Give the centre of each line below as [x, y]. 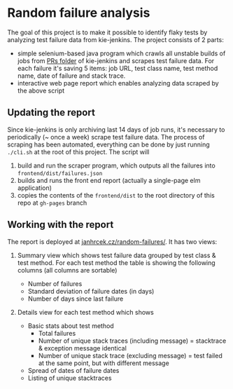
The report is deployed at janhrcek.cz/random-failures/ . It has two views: [112, 241]
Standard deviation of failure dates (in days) [91, 291]
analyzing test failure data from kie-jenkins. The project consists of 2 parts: [115, 39]
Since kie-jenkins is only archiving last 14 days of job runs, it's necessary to [116, 129]
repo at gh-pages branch [52, 203]
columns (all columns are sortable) [67, 270]
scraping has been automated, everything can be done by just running [108, 144]
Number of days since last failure [76, 299]
